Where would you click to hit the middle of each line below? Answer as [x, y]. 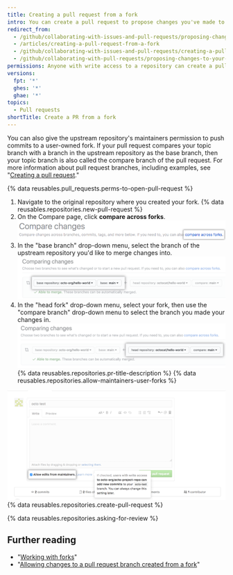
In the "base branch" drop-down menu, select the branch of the [108, 245]
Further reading [42, 540]
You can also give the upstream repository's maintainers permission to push [116, 138]
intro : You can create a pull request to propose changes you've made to [116, 22]
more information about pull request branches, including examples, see [109, 168]
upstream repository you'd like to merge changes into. [95, 252]
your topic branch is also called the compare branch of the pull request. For [115, 160]
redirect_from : [29, 29]
